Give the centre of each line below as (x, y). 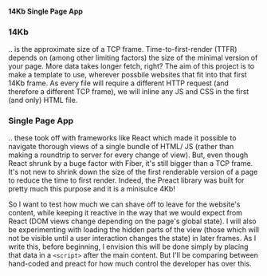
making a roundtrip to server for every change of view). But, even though (128, 155)
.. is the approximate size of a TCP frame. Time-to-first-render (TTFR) (123, 49)
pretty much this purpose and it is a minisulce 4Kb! (92, 189)
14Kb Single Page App (46, 11)
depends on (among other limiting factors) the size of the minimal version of (133, 57)
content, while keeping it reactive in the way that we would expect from (126, 213)
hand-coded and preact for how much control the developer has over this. (130, 264)
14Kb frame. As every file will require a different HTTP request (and (119, 83)
